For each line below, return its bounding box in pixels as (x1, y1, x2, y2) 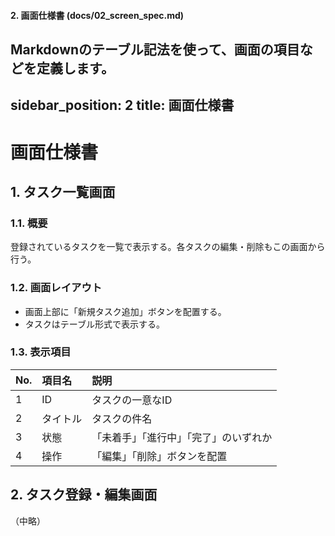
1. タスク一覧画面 (10, 183, 116, 200)
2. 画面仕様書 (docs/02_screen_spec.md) (10, 9, 185, 21)
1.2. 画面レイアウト (10, 281, 103, 295)
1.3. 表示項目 (10, 345, 72, 359)
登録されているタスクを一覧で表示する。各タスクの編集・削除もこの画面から (10, 241, 326, 253)
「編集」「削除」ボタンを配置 (91, 449, 228, 463)
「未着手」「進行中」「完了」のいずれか (91, 430, 273, 444)
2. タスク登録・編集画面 (10, 486, 158, 504)
